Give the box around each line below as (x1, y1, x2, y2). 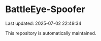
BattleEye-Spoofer (5, 4, 85, 15)
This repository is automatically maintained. (5, 30, 96, 36)
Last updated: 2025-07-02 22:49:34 (5, 20, 82, 26)
